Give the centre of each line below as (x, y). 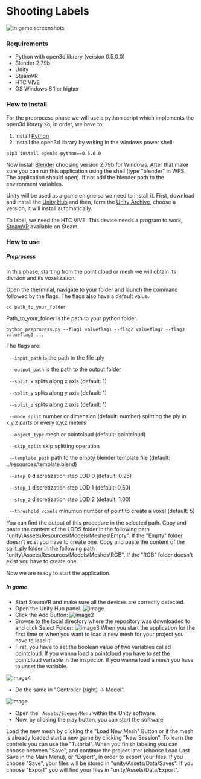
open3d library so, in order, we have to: (55, 124)
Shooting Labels (48, 11)
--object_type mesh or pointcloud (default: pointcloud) (77, 435)
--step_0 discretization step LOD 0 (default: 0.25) (70, 476)
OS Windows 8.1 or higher (47, 89)
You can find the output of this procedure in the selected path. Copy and (97, 523)
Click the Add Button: (41, 615)
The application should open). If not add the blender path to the (85, 177)
